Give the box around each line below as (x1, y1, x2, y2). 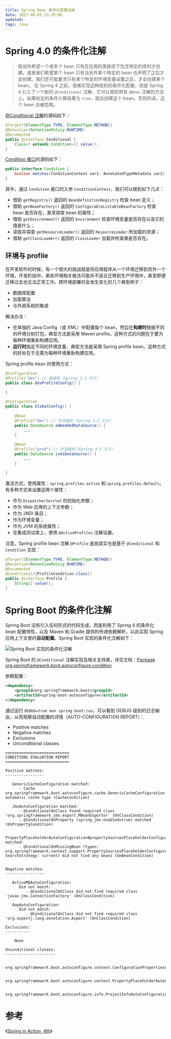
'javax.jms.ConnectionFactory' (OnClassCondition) (5, 893, 115, 898)
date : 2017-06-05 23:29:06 (5, 12, 63, 17)
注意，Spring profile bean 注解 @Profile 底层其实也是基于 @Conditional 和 (5, 540, 160, 547)
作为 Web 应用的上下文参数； (12, 504, 74, 510)
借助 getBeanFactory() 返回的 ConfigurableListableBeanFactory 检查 (12, 203, 157, 210)
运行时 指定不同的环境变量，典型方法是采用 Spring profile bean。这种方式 (12, 343, 166, 349)
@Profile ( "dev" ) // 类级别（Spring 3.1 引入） (5, 375, 101, 381)
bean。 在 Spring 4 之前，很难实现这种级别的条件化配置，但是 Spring (17, 82, 163, 88)
